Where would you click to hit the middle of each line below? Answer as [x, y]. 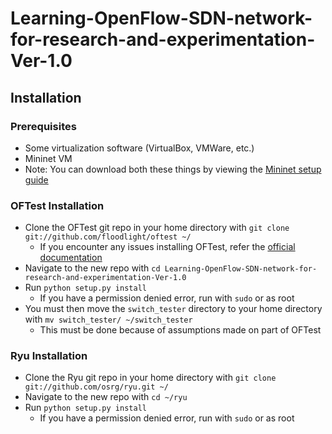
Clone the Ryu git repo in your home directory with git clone [150, 378]
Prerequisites [43, 126]
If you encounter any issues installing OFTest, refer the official [167, 247]
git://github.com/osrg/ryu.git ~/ [96, 387]
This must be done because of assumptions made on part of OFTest [180, 330]
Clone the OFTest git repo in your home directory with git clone [157, 228]
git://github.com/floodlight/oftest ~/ [108, 237]
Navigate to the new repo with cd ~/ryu [106, 397]
